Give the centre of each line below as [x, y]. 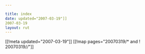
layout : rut [17, 27]
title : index [18, 14]
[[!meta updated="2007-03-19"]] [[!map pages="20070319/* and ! [73, 42]
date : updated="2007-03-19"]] [36, 18]
